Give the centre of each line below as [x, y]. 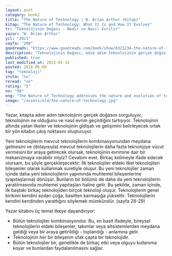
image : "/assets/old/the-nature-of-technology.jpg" [61, 100]
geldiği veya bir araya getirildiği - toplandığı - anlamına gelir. [76, 232]
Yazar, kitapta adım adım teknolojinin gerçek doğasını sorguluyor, [74, 115]
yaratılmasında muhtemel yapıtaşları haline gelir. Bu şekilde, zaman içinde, [83, 185]
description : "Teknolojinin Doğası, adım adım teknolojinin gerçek [79, 53]
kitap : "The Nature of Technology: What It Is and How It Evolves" [79, 24]
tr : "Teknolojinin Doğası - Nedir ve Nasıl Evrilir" [63, 29]
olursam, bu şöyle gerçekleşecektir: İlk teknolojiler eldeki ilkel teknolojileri [83, 163]
